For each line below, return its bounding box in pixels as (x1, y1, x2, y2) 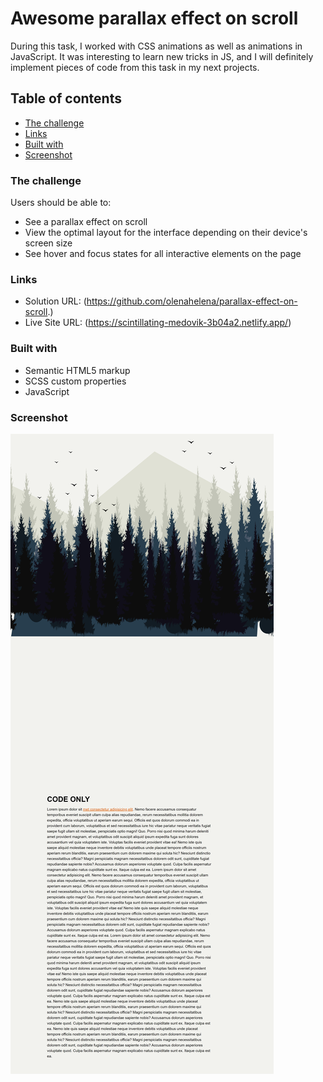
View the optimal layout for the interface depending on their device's (24, 227, 308, 239)
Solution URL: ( (24, 295, 87, 307)
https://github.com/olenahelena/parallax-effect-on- (86, 295, 298, 307)
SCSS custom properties (24, 375, 127, 387)
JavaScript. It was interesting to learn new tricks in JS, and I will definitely (10, 50, 314, 62)
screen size (24, 237, 73, 249)
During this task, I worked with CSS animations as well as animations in (10, 40, 303, 52)
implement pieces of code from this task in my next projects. (10, 61, 260, 73)
